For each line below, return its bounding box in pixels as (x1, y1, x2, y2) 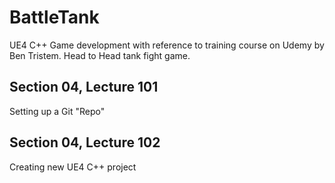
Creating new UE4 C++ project (9, 161, 137, 173)
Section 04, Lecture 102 (9, 134, 161, 151)
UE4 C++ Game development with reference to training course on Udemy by (9, 39, 325, 51)
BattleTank (9, 6, 100, 29)
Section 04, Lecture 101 (9, 79, 159, 96)
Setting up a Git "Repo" (9, 105, 106, 117)
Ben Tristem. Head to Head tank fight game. (9, 49, 191, 61)
